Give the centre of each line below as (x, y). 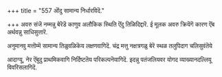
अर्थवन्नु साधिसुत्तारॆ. (27, 32)
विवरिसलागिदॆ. (22, 67)
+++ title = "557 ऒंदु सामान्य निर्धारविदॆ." (56, 11)
